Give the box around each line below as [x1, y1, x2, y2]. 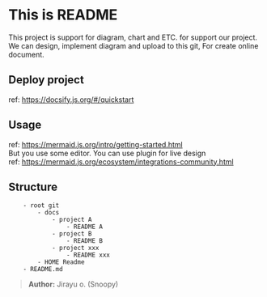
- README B [66, 237, 104, 245]
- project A [51, 216, 92, 224]
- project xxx [51, 244, 100, 252]
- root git [23, 202, 60, 210]
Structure [8, 180, 58, 193]
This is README [8, 6, 118, 24]
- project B [51, 230, 92, 238]
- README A [66, 223, 104, 231]
